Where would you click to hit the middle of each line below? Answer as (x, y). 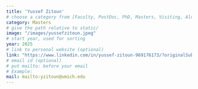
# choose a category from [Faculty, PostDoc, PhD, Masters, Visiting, (95, 17)
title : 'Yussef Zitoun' (35, 11)
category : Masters (29, 22)
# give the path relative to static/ (52, 28)
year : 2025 (19, 44)
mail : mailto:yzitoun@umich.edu (46, 77)
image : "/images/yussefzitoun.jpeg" (51, 33)
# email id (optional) (34, 60)
